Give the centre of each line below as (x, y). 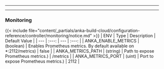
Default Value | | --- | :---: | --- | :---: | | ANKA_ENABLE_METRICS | (72, 41)
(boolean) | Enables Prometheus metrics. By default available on (70, 46)
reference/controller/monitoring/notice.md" (49, 36)
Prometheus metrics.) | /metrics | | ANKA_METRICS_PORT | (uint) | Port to (79, 56)
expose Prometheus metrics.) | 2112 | (42, 61)
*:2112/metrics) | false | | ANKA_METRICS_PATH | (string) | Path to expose (80, 51)
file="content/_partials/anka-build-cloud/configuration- (84, 31)
